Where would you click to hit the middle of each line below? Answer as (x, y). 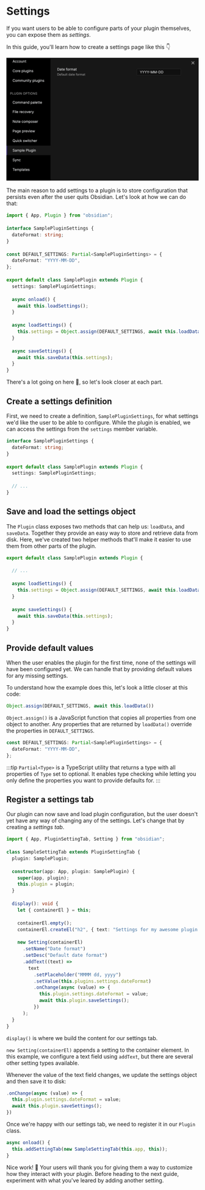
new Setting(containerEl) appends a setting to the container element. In (98, 1050)
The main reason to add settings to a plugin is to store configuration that (97, 190)
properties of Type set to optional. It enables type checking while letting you (101, 774)
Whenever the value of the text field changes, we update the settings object (102, 1074)
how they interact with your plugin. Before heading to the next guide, (92, 1173)
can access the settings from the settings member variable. (82, 429)
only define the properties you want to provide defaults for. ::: (83, 780)
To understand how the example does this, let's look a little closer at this (97, 688)
